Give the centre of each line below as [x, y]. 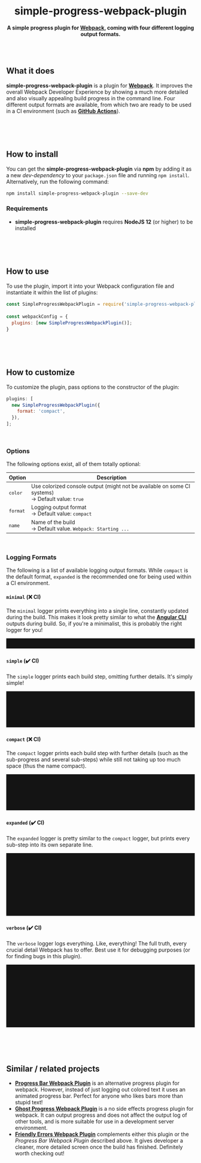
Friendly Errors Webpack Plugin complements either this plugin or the [102, 1134]
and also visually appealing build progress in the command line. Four [91, 98]
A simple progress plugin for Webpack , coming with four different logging [100, 28]
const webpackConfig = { [37, 317]
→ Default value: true [57, 499]
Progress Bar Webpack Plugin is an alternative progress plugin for [97, 1083]
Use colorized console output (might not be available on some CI [110, 486]
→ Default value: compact [61, 514]
